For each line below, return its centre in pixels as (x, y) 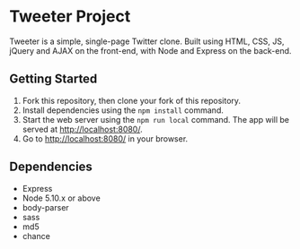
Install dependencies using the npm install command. (123, 110)
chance (36, 236)
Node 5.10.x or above (61, 198)
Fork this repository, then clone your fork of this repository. (131, 100)
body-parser (45, 207)
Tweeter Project (70, 17)
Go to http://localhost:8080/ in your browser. (105, 138)
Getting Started (53, 79)
